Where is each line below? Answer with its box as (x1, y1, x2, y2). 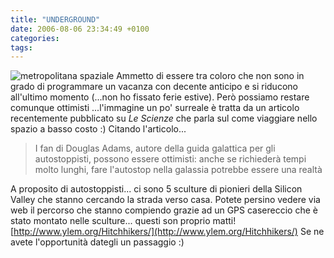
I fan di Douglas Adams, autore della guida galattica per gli (34, 142, 276, 155)
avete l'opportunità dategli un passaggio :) (10, 236, 185, 248)
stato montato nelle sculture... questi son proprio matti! (10, 215, 237, 227)
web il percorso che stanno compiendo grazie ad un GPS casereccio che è (10, 204, 318, 216)
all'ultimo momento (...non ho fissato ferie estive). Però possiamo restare (10, 91, 310, 103)
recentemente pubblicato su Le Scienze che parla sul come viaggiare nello (10, 112, 318, 125)
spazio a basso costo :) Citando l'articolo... (10, 123, 187, 135)
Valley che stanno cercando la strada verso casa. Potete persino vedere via (10, 194, 321, 206)
